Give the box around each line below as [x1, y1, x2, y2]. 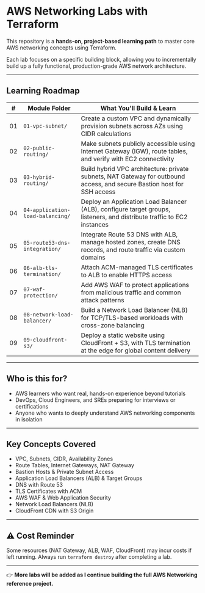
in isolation [15, 415, 43, 423]
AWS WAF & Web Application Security [15, 494, 112, 501]
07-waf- [23, 286, 46, 293]
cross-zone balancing [81, 321, 145, 329]
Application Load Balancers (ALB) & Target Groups [15, 475, 143, 482]
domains [81, 253, 106, 261]
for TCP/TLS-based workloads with [81, 313, 184, 322]
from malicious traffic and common [81, 288, 181, 297]
